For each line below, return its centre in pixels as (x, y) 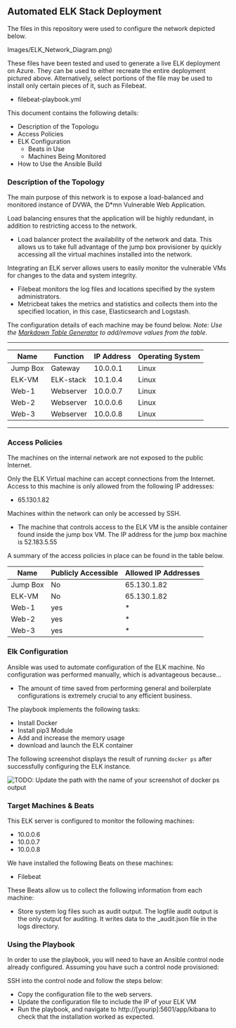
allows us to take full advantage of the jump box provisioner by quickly (119, 247)
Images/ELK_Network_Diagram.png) (60, 49)
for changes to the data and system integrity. (72, 275)
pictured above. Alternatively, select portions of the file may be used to (110, 78)
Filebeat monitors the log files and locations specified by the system (116, 289)
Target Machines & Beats (51, 805)
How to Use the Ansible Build (59, 164)
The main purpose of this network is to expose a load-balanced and (105, 197)
